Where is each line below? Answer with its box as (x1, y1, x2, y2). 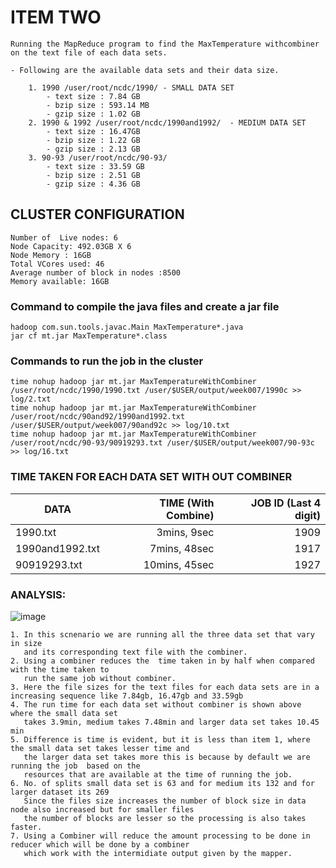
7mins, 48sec (149, 541, 215, 555)
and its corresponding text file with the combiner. (23, 647, 248, 657)
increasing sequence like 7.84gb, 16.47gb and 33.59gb (10, 691, 244, 701)
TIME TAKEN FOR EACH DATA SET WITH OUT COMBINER (10, 470, 293, 484)
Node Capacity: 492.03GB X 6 (10, 241, 132, 251)
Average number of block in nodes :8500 (10, 267, 182, 278)
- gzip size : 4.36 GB (46, 179, 141, 189)
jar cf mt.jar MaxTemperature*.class (10, 331, 168, 341)
